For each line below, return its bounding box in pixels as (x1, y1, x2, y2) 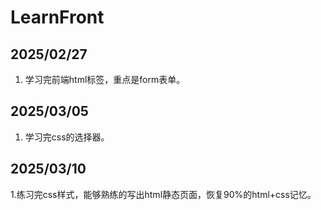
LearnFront (10, 6, 105, 29)
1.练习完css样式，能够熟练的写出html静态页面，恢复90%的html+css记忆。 (10, 188, 317, 200)
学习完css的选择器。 (24, 131, 110, 143)
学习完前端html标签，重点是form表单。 (24, 74, 186, 85)
